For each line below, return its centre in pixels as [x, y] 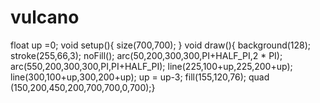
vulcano [45, 17]
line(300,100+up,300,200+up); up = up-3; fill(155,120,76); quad [140, 77]
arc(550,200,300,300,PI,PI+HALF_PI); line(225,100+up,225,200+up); [151, 66]
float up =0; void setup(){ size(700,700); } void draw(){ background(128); [161, 45]
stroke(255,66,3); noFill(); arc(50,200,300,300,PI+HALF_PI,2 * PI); [146, 55]
